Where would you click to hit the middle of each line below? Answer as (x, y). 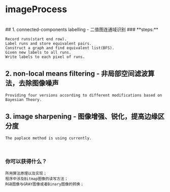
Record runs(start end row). (36, 39)
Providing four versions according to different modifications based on (84, 95)
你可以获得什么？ (26, 162)
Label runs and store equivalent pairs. (49, 43)
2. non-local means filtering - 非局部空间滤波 (77, 74)
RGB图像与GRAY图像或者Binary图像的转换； (45, 184)
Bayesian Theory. (24, 100)
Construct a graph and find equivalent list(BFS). (60, 48)
